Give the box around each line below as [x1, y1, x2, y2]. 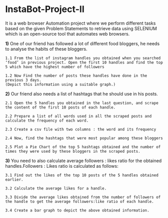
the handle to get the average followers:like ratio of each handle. [5, 199, 154, 204]
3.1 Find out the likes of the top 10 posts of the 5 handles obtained [5, 172, 158, 178]
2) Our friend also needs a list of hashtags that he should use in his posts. [5, 90, 158, 96]
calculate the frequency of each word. [5, 118, 89, 123]
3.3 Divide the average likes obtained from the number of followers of [5, 194, 161, 199]
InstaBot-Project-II [5, 4, 85, 15]
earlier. [5, 177, 24, 182]
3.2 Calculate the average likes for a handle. [5, 186, 107, 191]
